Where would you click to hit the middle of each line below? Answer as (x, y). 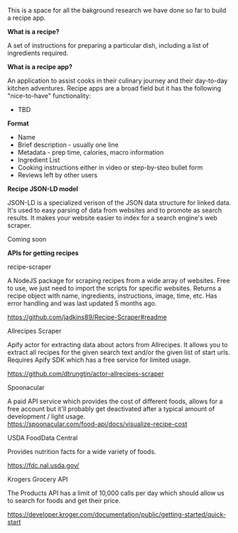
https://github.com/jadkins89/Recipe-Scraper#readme (87, 317)
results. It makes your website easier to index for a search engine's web (113, 218)
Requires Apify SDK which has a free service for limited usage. (99, 360)
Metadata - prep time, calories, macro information (91, 152)
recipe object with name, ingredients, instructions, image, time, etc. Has (113, 296)
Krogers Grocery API (38, 479)
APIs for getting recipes (43, 253)
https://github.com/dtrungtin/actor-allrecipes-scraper (86, 374)
